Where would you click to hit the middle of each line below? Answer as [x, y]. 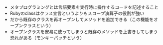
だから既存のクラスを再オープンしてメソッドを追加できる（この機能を [81, 19]
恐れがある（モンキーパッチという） [47, 38]
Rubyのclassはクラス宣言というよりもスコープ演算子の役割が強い [77, 13]
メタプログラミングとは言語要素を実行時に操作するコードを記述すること [84, 7]
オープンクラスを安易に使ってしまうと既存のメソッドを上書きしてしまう [84, 32]
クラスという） [38, 25]
